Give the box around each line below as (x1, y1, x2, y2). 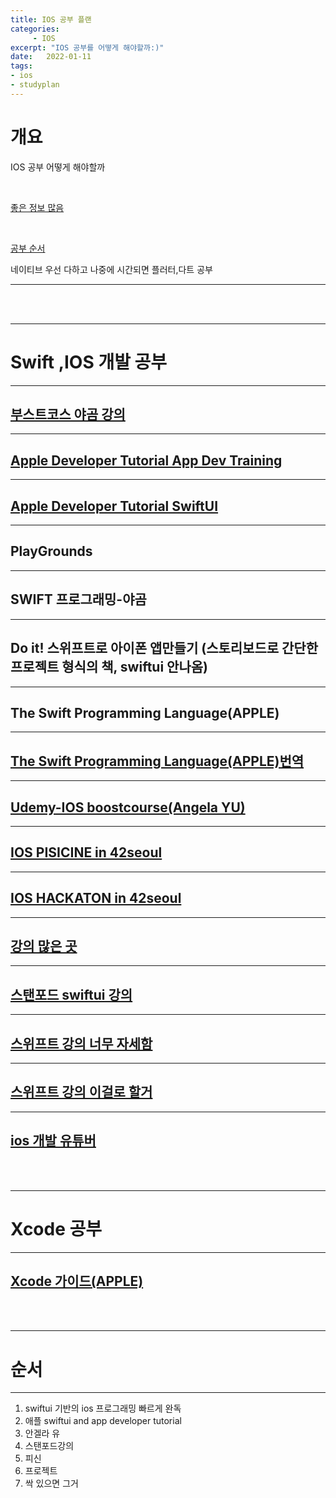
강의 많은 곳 (10, 937, 78, 955)
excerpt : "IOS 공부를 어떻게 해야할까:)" (10, 42, 165, 53)
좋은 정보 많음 (10, 201, 65, 213)
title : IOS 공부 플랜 (10, 14, 92, 25)
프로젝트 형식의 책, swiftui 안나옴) (10, 659, 208, 676)
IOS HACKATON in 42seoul (10, 890, 182, 907)
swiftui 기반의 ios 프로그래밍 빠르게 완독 (24, 1402, 182, 1415)
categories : (10, 24, 60, 34)
